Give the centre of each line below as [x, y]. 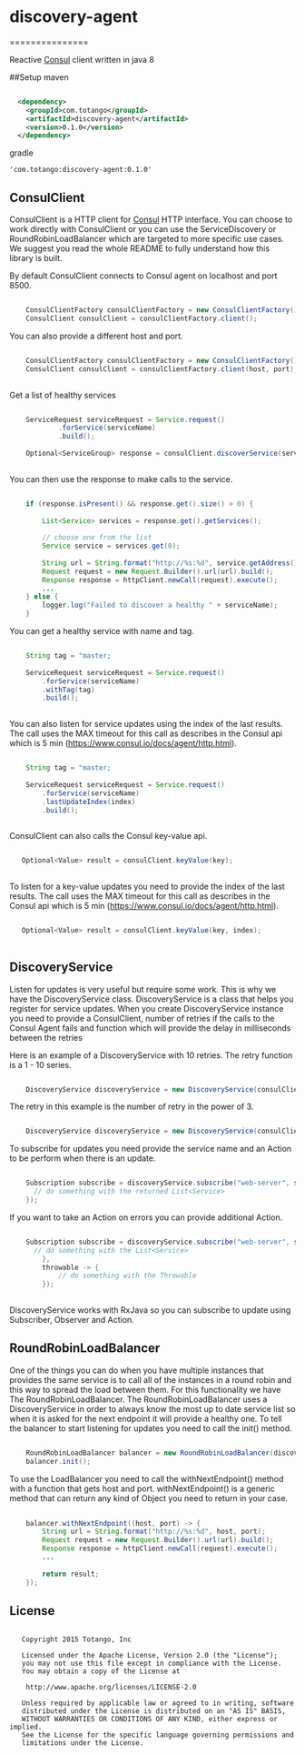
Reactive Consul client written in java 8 [82, 59]
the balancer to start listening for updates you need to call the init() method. [151, 1428]
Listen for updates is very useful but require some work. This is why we [143, 989]
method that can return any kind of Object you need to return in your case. [149, 1498]
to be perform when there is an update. [83, 1158]
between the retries [46, 1037]
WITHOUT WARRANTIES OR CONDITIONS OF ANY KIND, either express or [150, 1720]
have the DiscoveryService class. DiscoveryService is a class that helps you [152, 999]
